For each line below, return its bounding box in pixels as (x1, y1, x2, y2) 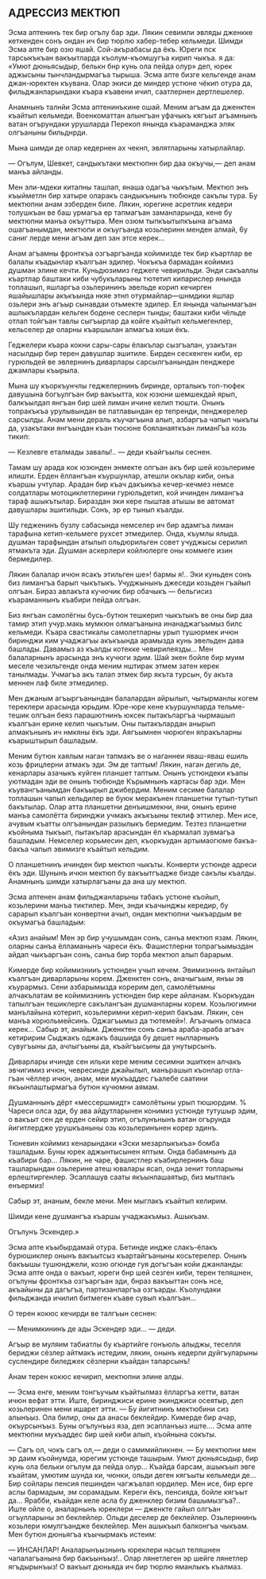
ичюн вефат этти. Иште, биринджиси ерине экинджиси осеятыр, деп (8, 1395, 244, 1405)
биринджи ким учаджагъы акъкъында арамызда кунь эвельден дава (8, 635, 245, 645)
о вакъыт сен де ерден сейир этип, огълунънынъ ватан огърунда (8, 1114, 231, 1124)
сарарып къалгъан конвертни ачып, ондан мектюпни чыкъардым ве (8, 909, 242, 918)
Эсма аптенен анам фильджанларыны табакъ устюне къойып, (8, 892, 221, 901)
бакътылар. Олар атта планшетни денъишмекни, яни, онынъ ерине (8, 802, 237, 811)
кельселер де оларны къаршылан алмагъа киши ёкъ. (8, 324, 191, 334)
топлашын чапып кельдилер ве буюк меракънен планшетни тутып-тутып (8, 793, 258, 803)
